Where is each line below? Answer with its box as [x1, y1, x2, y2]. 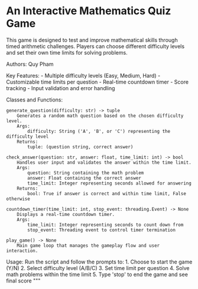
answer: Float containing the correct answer [27, 175, 142, 181]
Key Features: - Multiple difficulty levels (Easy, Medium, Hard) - [6, 72, 161, 79]
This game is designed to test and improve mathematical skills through [6, 36, 178, 43]
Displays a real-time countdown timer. [17, 211, 115, 217]
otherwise [6, 196, 31, 202]
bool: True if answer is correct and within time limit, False [27, 190, 186, 196]
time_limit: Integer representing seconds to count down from [27, 221, 184, 228]
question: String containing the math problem [27, 170, 144, 176]
